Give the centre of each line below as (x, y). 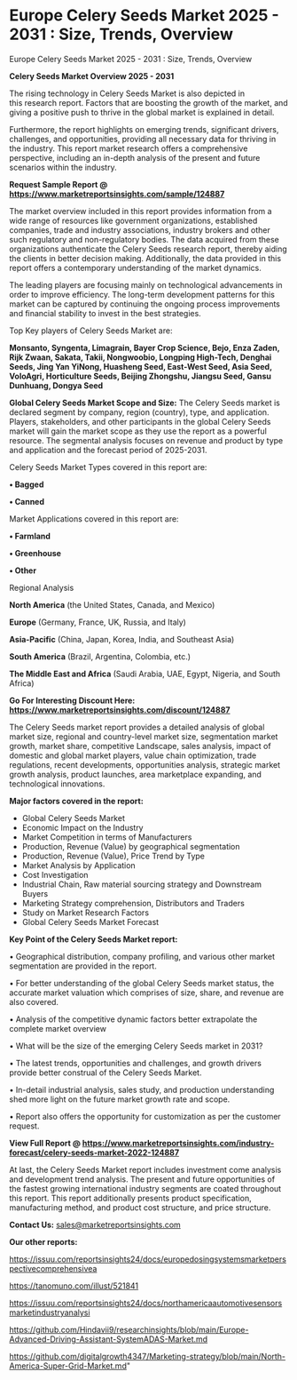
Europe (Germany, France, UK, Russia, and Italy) (98, 622)
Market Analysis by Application (78, 865)
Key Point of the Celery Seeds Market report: (94, 939)
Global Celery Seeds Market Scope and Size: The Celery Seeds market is (145, 403)
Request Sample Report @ (59, 184)
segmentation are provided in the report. (83, 966)
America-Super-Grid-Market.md (68, 1366)
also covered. (34, 1001)
